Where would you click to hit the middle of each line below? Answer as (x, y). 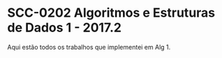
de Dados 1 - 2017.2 (65, 28)
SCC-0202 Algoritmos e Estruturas (111, 13)
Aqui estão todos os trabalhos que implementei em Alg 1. (89, 47)
